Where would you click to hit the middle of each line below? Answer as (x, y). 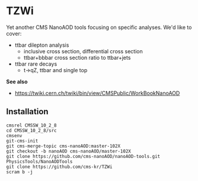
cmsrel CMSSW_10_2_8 (32, 125)
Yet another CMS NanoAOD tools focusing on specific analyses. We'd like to (99, 27)
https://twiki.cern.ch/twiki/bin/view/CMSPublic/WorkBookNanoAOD (97, 93)
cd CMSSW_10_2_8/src (32, 130)
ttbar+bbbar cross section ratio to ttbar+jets (77, 57)
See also (17, 82)
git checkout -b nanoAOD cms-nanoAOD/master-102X (69, 151)
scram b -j (20, 172)
